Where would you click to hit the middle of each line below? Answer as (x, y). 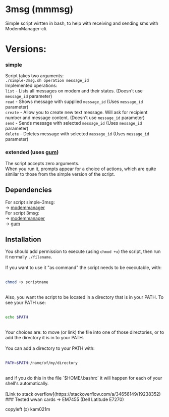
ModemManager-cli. (26, 28)
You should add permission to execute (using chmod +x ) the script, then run (83, 251)
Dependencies (29, 190)
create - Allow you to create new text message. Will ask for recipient (76, 113)
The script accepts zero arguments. (42, 163)
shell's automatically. (27, 383)
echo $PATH (17, 317)
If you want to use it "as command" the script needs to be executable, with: (83, 268)
